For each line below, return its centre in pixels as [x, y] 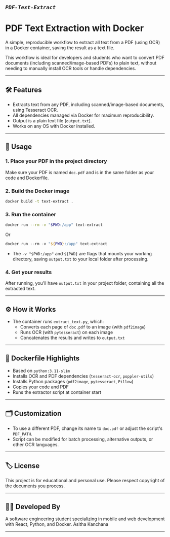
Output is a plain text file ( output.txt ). [52, 120]
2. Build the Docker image [37, 191]
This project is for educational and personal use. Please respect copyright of [85, 481]
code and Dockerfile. [27, 178]
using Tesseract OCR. [35, 110]
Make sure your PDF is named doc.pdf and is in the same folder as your [80, 172]
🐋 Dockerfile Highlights [42, 359]
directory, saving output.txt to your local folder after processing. [80, 259]
